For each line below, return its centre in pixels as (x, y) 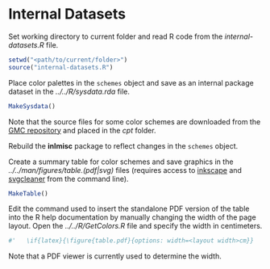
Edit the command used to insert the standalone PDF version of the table (129, 209)
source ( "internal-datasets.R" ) (61, 67)
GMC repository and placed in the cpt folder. (82, 130)
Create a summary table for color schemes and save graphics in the (121, 162)
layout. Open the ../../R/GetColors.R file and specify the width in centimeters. (135, 226)
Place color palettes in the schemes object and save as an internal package (131, 82)
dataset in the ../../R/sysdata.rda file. (69, 91)
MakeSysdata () (32, 106)
